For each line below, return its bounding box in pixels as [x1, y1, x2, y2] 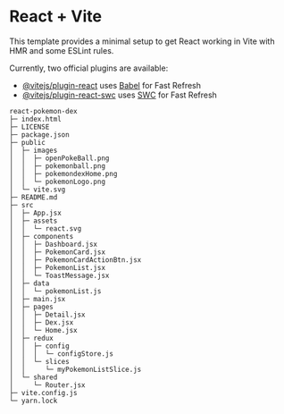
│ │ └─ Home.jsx [9, 325, 78, 334]
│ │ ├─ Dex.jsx [9, 317, 74, 327]
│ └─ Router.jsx [9, 380, 87, 390]
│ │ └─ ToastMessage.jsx [9, 271, 110, 280]
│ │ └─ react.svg [9, 224, 82, 233]
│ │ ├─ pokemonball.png [9, 161, 105, 171]
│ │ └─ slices [9, 357, 70, 366]
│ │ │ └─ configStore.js [9, 349, 114, 359]
